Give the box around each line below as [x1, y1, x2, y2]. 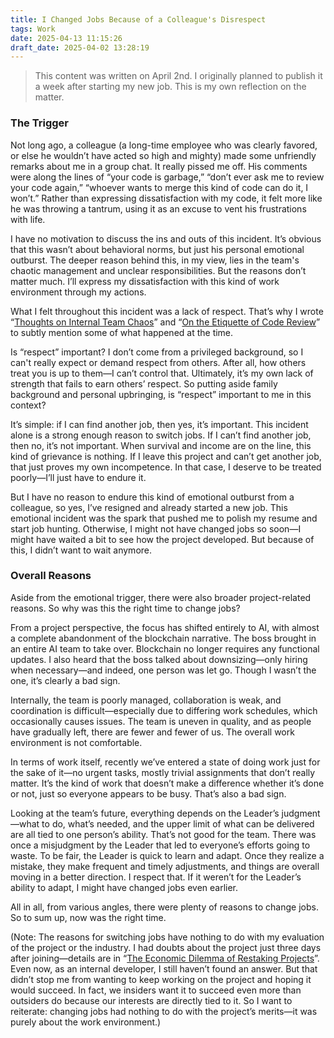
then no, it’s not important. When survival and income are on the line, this [10, 439, 312, 451]
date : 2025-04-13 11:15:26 [10, 33, 123, 43]
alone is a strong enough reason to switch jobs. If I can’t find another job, [10, 429, 312, 441]
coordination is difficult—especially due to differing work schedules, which [10, 704, 318, 716]
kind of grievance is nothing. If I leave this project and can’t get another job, [10, 450, 322, 462]
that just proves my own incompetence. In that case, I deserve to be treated [10, 461, 322, 473]
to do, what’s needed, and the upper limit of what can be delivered [41, 817, 315, 830]
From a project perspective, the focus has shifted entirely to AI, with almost [10, 621, 320, 633]
